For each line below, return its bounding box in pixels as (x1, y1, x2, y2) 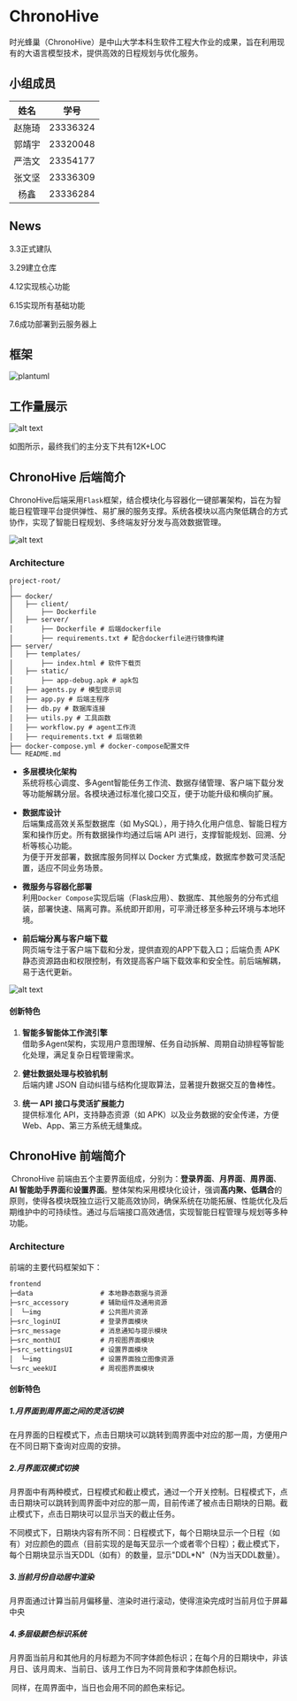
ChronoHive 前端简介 (9, 1148, 126, 1163)
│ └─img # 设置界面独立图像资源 (9, 1354, 174, 1364)
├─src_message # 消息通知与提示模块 (9, 1326, 168, 1335)
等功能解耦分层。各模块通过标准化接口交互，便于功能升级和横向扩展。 (21, 789, 278, 799)
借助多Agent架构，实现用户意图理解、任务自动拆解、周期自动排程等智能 (21, 1038, 285, 1049)
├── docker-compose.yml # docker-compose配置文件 (9, 742, 190, 751)
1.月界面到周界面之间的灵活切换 (9, 1405, 124, 1416)
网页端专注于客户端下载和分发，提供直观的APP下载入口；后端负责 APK (21, 944, 280, 955)
